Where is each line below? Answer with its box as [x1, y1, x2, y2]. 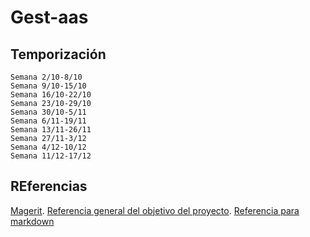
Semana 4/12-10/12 [10, 142, 87, 152]
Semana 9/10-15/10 [10, 81, 87, 91]
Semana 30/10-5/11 [10, 107, 87, 117]
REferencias [10, 178, 88, 195]
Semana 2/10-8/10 [10, 72, 83, 82]
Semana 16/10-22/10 [10, 90, 92, 100]
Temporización [10, 46, 107, 63]
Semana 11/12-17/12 [10, 151, 92, 161]
